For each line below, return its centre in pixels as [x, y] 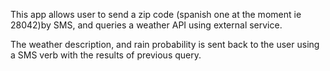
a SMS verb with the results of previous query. [106, 55]
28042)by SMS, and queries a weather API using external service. [146, 25]
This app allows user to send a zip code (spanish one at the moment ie [156, 14]
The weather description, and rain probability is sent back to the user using [165, 44]
